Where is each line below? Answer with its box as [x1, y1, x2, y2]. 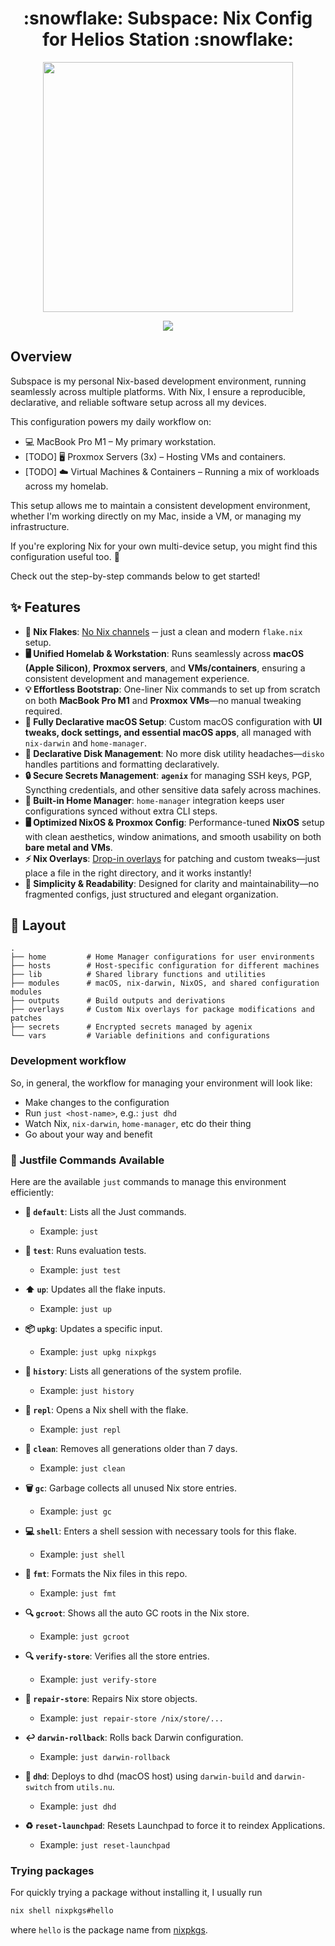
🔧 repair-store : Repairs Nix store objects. [24, 1692, 198, 1704]
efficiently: [10, 1186, 55, 1198]
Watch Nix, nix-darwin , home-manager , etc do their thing [24, 1117, 252, 1129]
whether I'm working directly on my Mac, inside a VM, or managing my [10, 510, 302, 522]
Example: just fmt [39, 1587, 117, 1599]
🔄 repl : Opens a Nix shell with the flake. [24, 1403, 189, 1416]
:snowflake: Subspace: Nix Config [23, 7, 313, 30]
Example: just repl [39, 1423, 122, 1435]
